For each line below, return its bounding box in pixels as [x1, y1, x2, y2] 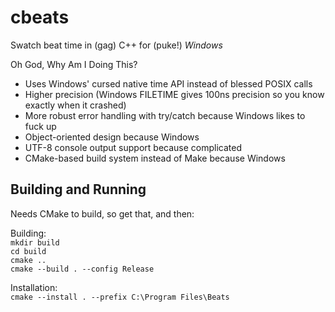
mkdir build [10, 237, 60, 248]
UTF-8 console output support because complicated [24, 141, 243, 153]
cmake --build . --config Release [10, 264, 155, 274]
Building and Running [10, 181, 147, 198]
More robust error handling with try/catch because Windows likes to [24, 109, 306, 121]
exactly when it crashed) [24, 99, 127, 111]
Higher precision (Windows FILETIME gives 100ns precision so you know [24, 88, 325, 100]
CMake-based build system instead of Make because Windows [24, 152, 286, 164]
